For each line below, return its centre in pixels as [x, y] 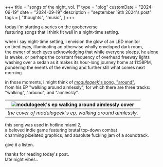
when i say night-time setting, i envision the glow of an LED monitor [72, 42]
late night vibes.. [22, 159]
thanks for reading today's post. [37, 154]
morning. [14, 73]
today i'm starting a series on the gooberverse [52, 27]
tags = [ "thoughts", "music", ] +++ [40, 17]
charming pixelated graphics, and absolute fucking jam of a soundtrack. [77, 135]
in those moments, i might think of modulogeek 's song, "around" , [70, 82]
